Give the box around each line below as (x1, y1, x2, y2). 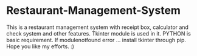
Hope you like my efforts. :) (6, 43, 75, 50)
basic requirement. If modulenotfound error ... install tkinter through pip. (6, 36, 187, 43)
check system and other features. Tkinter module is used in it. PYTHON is (6, 30, 192, 37)
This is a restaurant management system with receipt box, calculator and (6, 23, 188, 31)
